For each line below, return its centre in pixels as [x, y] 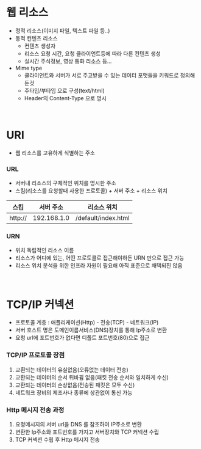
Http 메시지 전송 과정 [35, 410]
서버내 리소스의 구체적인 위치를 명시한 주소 [66, 183]
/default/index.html [102, 218]
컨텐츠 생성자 [40, 46]
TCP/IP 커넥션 [40, 305]
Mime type [29, 68]
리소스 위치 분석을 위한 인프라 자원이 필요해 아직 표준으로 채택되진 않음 [99, 266]
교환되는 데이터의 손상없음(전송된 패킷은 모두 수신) [75, 385]
